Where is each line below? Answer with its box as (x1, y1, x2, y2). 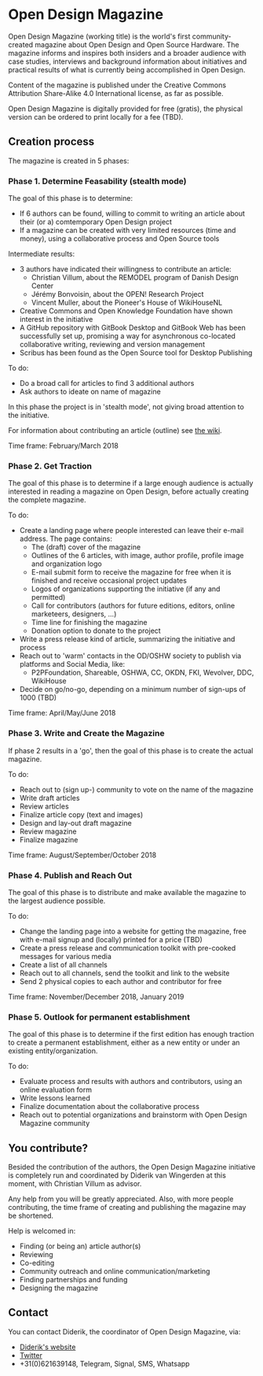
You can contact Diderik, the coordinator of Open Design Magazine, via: (8, 1326, 241, 1336)
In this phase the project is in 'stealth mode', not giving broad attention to (8, 402, 245, 412)
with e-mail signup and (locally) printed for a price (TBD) (19, 934, 203, 944)
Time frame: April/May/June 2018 (8, 708, 116, 718)
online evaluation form (19, 1085, 93, 1095)
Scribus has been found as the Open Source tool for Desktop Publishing (19, 348, 253, 357)
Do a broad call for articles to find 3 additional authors (19, 379, 195, 388)
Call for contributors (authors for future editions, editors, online (31, 601, 236, 611)
